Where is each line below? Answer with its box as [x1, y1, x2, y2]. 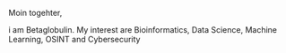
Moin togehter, [8, 8, 63, 18]
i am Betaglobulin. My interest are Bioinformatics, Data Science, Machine [8, 25, 278, 34]
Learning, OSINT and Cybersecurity [8, 34, 141, 44]
